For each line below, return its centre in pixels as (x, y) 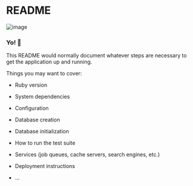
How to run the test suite (45, 143)
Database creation (38, 120)
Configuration (32, 108)
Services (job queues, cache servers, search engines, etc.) (87, 155)
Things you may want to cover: (44, 74)
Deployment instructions (45, 166)
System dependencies (42, 97)
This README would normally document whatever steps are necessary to (96, 56)
